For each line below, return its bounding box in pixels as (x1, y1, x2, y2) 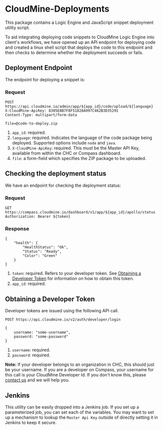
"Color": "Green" (22, 253, 57, 258)
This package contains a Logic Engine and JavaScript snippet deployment (5, 19, 154, 25)
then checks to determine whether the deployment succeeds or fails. (5, 50, 144, 55)
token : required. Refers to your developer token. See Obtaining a (12, 270, 141, 276)
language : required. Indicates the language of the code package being (12, 135, 152, 141)
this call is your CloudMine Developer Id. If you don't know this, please (5, 372, 146, 378)
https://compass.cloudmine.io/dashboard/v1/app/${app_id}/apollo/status (5, 210, 156, 215)
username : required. (12, 347, 51, 353)
